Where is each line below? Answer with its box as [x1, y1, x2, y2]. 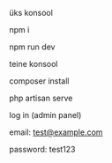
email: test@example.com [9, 127, 103, 137]
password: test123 [9, 144, 76, 154]
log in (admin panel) [9, 110, 82, 120]
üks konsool [9, 8, 53, 18]
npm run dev [9, 41, 56, 52]
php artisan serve [9, 93, 73, 103]
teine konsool [9, 59, 58, 69]
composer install [9, 76, 70, 86]
